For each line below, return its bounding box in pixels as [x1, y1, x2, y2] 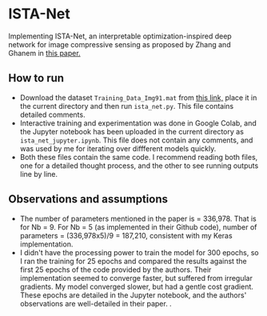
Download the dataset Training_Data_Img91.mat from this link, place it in [19, 93, 257, 102]
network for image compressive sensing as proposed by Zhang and [8, 39, 231, 49]
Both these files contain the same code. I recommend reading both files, [19, 152, 258, 162]
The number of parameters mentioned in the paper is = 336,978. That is [19, 214, 257, 223]
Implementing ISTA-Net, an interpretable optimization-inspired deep [8, 31, 232, 41]
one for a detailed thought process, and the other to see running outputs [19, 161, 259, 170]
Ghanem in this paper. [8, 48, 82, 58]
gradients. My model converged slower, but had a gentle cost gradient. [19, 282, 254, 291]
